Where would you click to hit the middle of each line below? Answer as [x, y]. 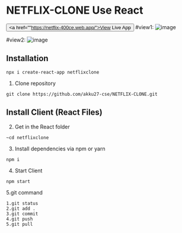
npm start [18, 181]
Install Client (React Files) [54, 113]
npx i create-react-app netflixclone [53, 72]
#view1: [145, 27]
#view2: [16, 40]
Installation [27, 59]
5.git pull [20, 224]
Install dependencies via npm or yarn [60, 149]
